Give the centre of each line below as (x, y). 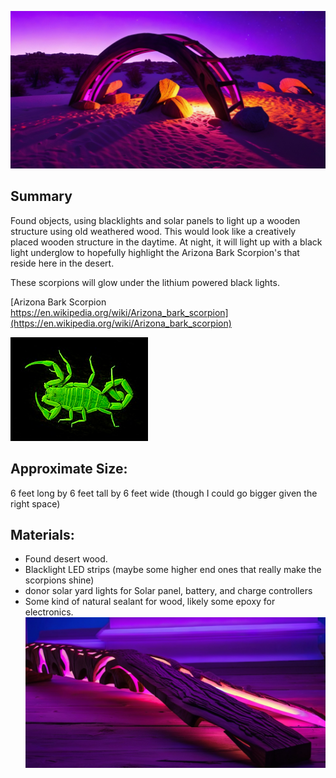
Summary (41, 196)
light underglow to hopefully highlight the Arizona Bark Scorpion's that (155, 252)
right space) (35, 503)
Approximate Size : (69, 469)
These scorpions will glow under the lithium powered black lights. (145, 282)
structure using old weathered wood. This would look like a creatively (153, 231)
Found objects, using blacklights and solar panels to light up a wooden (155, 220)
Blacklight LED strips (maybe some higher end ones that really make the (173, 570)
